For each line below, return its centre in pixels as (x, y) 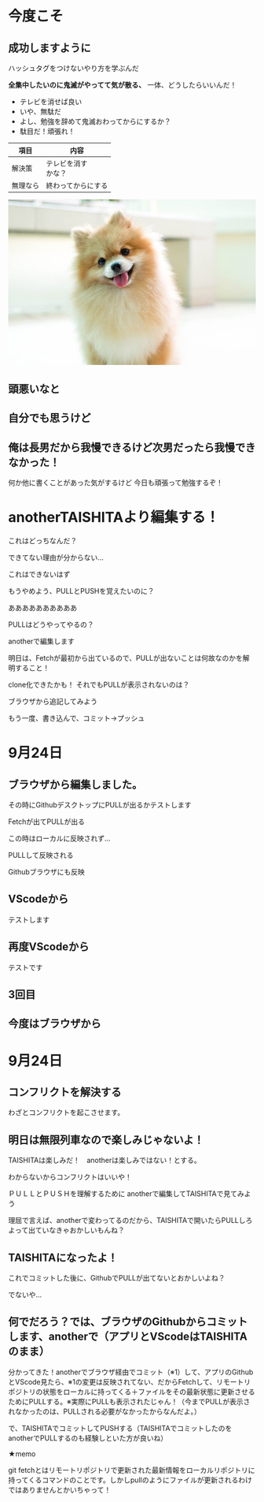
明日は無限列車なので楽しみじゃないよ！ (106, 1140)
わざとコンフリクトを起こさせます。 (66, 1113)
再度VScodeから (49, 947)
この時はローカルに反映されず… (60, 839)
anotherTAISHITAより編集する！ (114, 518)
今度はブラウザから (55, 1024)
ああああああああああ (42, 608)
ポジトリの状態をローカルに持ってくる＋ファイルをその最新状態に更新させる (132, 1392)
